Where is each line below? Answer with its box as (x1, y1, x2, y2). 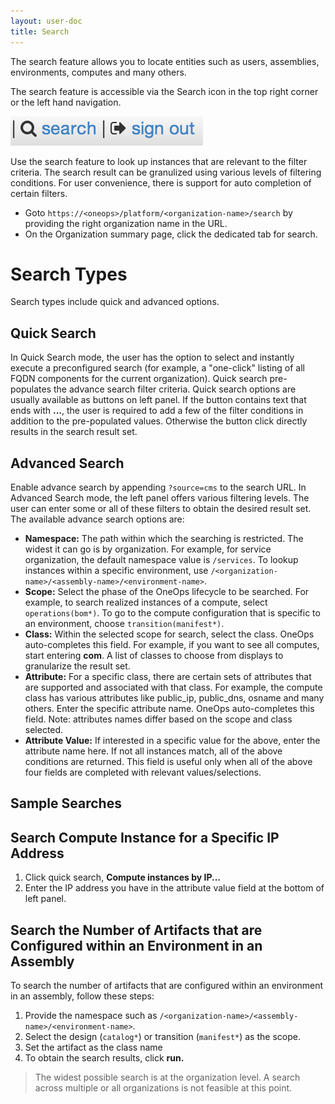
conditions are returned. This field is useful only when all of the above (24, 756, 313, 768)
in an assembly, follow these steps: (10, 990, 155, 1002)
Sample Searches (10, 795, 122, 812)
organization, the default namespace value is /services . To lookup (24, 554, 299, 566)
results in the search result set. (10, 426, 138, 438)
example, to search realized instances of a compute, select (24, 596, 268, 609)
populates (10, 383, 52, 395)
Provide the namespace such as (24, 1010, 158, 1022)
